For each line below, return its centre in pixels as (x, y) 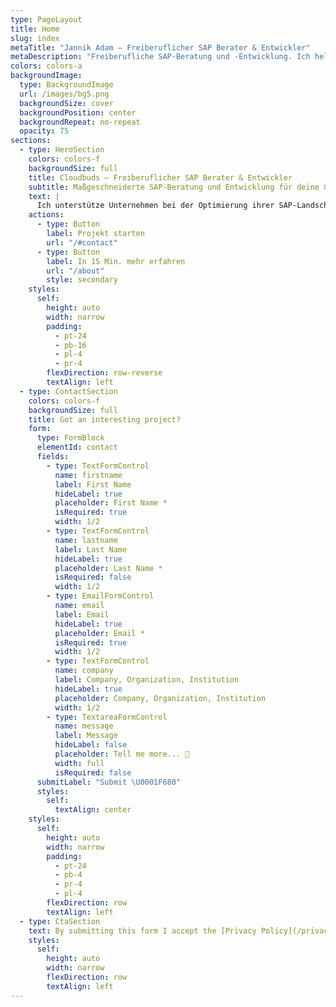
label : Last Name (91, 549)
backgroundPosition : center (78, 112)
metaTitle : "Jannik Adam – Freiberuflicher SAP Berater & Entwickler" (160, 47)
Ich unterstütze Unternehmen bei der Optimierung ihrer (155, 206)
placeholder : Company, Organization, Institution (160, 698)
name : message (84, 726)
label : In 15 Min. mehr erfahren (116, 261)
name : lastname (86, 540)
